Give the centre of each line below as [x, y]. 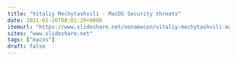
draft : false [26, 46]
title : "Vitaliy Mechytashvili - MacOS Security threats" [94, 14]
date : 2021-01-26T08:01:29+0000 [55, 20]
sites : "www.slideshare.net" [50, 33]
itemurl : [20, 27]
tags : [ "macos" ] [31, 40]
